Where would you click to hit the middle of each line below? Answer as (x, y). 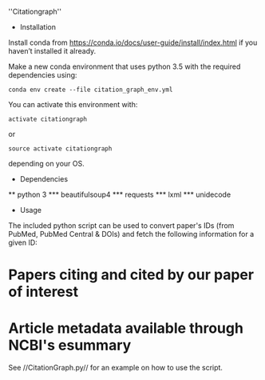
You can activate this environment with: (73, 104)
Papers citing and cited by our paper (131, 275)
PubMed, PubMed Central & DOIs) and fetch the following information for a (131, 234)
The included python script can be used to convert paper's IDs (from (121, 226)
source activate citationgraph (60, 149)
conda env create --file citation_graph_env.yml (91, 90)
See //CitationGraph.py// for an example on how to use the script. (116, 368)
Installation (38, 27)
